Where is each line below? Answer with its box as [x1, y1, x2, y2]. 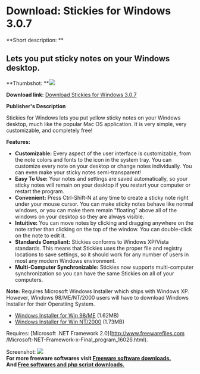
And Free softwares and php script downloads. [6, 361, 125, 368]
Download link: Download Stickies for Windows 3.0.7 [6, 91, 137, 98]
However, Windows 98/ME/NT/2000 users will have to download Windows [6, 294, 189, 301]
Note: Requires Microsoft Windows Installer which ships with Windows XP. [6, 287, 189, 295]
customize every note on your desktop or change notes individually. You [14, 162, 192, 169]
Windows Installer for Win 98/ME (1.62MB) [14, 312, 119, 319]
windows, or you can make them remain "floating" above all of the [14, 206, 177, 213]
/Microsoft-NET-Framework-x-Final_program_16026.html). [6, 336, 148, 343]
